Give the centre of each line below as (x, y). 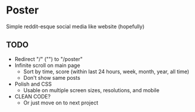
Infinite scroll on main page (47, 65)
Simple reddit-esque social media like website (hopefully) (75, 26)
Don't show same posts (52, 77)
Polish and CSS (33, 84)
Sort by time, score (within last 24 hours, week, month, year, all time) (106, 72)
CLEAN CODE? (32, 96)
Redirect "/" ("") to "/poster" (49, 59)
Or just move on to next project (61, 103)
